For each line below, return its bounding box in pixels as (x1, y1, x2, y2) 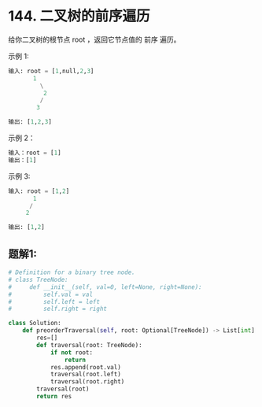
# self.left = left (8, 298, 101, 305)
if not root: (50, 348, 93, 357)
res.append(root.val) (50, 363, 122, 371)
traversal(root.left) (50, 371, 122, 379)
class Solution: (8, 320, 61, 327)
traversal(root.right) (50, 378, 125, 386)
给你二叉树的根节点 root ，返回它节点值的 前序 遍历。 (8, 35, 181, 44)
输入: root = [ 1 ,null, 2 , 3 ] (8, 67, 94, 75)
